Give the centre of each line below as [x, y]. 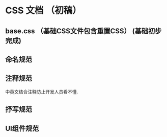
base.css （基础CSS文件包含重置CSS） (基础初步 [83, 31]
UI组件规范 [22, 128]
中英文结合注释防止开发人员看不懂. [42, 92]
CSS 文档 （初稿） [43, 10]
